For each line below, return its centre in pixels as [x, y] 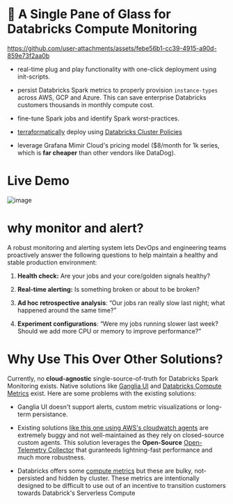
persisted [31, 478]
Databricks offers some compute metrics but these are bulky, [105, 471]
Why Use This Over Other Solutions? [115, 359]
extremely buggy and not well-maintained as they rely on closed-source [121, 435]
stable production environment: [52, 262]
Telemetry [32, 450]
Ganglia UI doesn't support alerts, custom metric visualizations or [111, 407]
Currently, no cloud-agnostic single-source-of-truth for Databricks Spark [113, 378]
